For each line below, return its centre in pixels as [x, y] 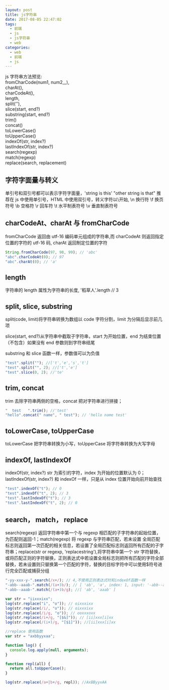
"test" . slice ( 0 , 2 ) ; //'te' [35, 372]
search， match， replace [47, 519]
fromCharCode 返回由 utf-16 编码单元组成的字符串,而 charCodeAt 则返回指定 [84, 236]
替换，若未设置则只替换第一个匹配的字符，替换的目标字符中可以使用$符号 [81, 565]
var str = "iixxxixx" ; [29, 599]
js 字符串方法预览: [24, 77]
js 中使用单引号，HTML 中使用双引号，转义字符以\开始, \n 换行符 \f [84, 200]
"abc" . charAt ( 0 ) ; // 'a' [31, 262]
